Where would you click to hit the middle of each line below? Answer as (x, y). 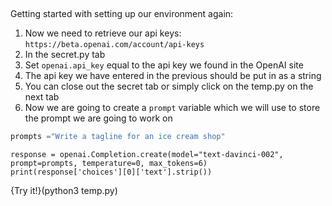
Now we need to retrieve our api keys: (103, 33)
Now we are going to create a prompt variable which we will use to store (172, 108)
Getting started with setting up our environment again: (122, 14)
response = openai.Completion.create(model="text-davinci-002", (147, 155)
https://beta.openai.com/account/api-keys (114, 45)
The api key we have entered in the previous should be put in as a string (173, 76)
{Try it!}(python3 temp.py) (64, 191)
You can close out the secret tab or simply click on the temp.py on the (169, 86)
